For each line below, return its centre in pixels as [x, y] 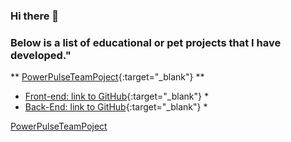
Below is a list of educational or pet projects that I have [146, 42]
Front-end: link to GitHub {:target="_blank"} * [116, 96]
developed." [41, 55]
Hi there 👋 [35, 16]
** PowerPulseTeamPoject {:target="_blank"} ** [107, 77]
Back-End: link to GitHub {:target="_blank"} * [116, 107]
